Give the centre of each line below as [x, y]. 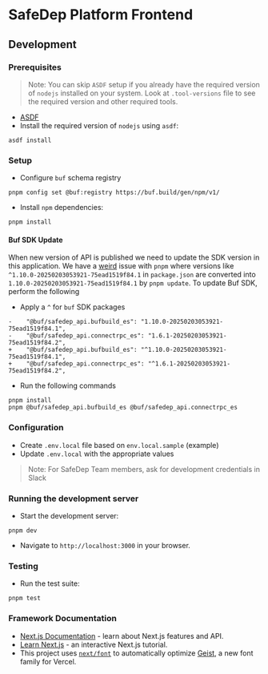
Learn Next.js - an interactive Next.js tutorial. [94, 644]
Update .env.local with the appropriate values [97, 454]
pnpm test [25, 599]
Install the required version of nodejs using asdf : [99, 125]
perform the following [44, 292]
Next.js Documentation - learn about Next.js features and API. [122, 636]
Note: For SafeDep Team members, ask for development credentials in [144, 469]
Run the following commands [68, 385]
